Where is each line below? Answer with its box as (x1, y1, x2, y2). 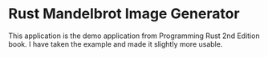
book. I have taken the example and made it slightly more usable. (8, 39, 223, 48)
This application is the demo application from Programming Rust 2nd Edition (8, 31, 260, 40)
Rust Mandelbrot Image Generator (8, 5, 240, 23)
